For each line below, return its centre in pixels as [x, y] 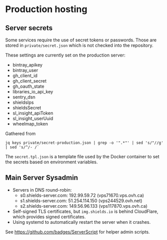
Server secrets [29, 28]
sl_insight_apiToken [33, 113]
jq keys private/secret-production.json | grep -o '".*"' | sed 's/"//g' [85, 143]
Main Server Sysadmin [42, 178]
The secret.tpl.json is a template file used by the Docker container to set [82, 157]
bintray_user [25, 70]
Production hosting [46, 9]
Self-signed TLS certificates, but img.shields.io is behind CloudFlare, [85, 211]
